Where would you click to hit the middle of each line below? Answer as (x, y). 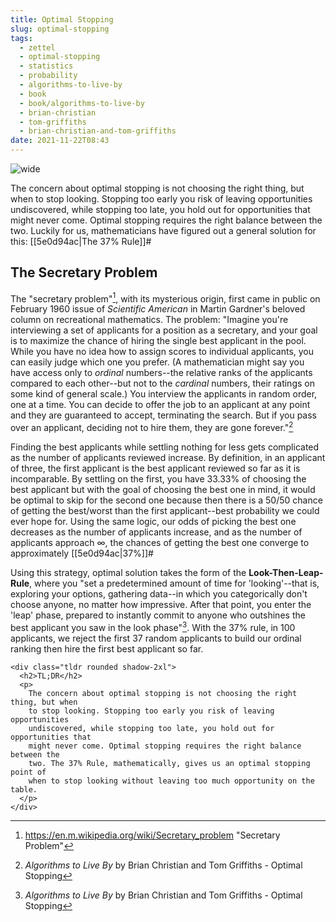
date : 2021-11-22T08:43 (60, 141)
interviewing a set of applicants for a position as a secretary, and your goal (164, 330)
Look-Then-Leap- (286, 573)
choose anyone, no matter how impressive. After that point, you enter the (161, 605)
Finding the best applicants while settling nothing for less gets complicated (165, 447)
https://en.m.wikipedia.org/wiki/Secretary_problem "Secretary (152, 835)
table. (24, 789)
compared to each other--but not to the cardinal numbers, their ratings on (162, 383)
